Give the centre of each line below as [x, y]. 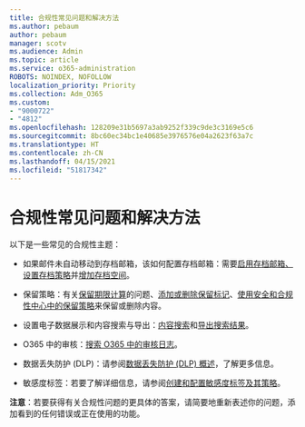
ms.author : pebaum [44, 26]
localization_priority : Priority [73, 85]
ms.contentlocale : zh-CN [56, 153]
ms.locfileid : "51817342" [58, 170]
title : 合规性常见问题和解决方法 [64, 18]
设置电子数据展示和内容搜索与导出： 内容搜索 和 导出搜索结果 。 [138, 325]
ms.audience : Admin [46, 52]
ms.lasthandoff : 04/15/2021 [63, 161]
